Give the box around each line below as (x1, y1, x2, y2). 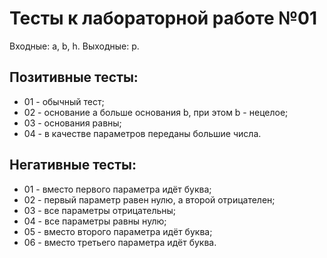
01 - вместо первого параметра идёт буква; (23, 183, 212, 195)
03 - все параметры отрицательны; (23, 204, 177, 216)
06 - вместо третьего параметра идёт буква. (23, 236, 217, 248)
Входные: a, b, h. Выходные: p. (9, 40, 140, 52)
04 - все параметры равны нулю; (23, 215, 167, 227)
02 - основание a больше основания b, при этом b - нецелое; (23, 106, 289, 118)
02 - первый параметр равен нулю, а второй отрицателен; (23, 193, 276, 206)
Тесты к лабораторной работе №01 (9, 7, 318, 30)
